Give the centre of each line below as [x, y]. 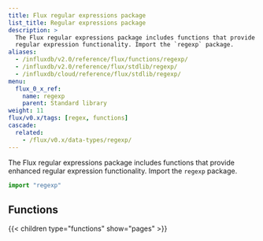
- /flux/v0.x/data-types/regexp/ [77, 140]
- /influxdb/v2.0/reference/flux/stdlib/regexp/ [96, 67]
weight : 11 [26, 111]
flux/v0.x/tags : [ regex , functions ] [68, 118]
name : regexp [44, 96]
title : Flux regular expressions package [77, 15]
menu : [17, 81]
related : [30, 132]
